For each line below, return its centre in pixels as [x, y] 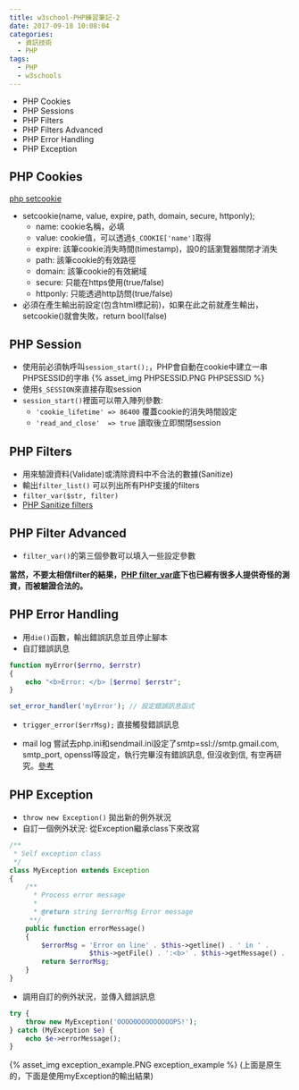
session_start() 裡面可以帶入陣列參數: [92, 401]
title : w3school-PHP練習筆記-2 [65, 17]
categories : [31, 34]
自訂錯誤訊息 [46, 648]
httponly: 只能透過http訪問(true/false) [104, 293]
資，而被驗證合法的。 [48, 586]
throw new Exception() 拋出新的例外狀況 [97, 817]
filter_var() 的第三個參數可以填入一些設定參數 [109, 556]
